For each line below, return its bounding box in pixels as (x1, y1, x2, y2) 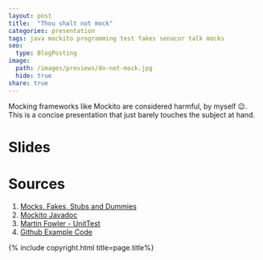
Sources (8, 175, 66, 193)
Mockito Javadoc (19, 210, 78, 220)
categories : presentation (8, 27, 95, 35)
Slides (8, 138, 51, 156)
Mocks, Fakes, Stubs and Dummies (19, 201, 137, 211)
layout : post (8, 11, 52, 20)
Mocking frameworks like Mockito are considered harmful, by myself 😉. (8, 101, 248, 111)
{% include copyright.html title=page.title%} (8, 242, 154, 252)
